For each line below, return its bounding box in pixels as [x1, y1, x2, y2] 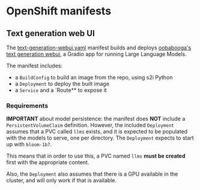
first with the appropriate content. [6, 159, 89, 166]
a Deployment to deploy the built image [14, 80, 110, 87]
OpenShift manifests [6, 4, 112, 18]
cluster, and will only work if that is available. [6, 177, 117, 184]
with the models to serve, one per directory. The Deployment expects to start [6, 134, 194, 142]
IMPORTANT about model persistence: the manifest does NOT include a [6, 115, 186, 123]
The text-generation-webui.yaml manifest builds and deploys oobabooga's [6, 44, 192, 51]
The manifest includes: [6, 62, 63, 69]
